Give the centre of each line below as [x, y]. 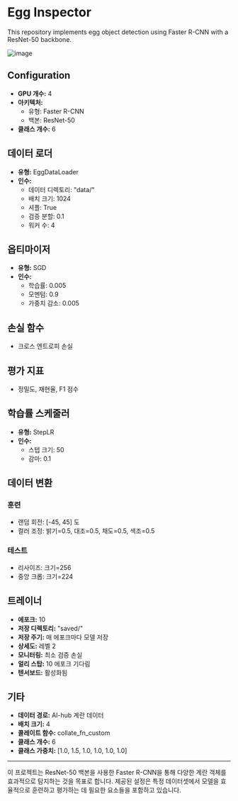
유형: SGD [32, 268]
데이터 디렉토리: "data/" [61, 189]
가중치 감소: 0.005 [54, 303]
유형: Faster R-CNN [56, 111]
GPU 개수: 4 [35, 94]
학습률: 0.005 [47, 286]
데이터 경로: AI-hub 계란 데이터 [61, 715]
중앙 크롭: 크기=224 [45, 576]
